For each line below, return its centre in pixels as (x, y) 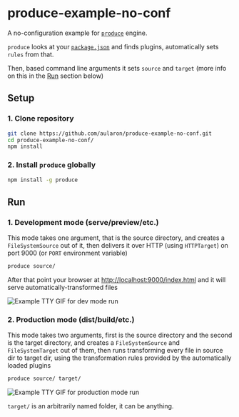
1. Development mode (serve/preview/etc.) (83, 222)
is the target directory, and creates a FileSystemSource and (93, 343)
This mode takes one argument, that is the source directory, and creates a (116, 238)
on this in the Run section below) (56, 76)
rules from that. (31, 54)
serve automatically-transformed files (62, 287)
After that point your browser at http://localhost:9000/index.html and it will (117, 279)
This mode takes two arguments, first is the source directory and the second (120, 335)
